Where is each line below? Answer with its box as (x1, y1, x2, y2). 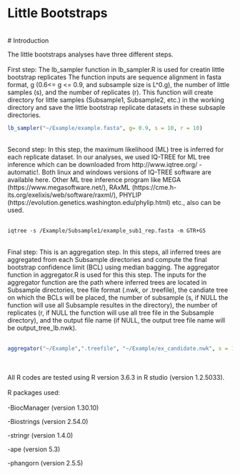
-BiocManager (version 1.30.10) (7, 403, 99, 412)
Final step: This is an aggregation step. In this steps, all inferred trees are (7, 248, 221, 256)
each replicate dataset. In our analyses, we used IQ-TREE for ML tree (7, 152, 211, 161)
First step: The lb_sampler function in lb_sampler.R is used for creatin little (7, 65, 225, 74)
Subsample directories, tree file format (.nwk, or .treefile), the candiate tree (7, 286, 229, 294)
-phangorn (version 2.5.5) (7, 458, 84, 467)
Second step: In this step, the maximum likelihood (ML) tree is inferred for (7, 145, 224, 153)
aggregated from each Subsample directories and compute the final (7, 255, 207, 263)
